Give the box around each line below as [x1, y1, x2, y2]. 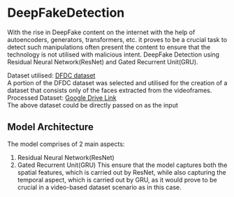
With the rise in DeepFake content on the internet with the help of [7, 28, 196, 36]
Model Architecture [7, 121, 94, 133]
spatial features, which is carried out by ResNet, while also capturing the [17, 168, 226, 176]
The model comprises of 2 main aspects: [7, 140, 125, 148]
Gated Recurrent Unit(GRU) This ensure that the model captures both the [17, 161, 228, 169]
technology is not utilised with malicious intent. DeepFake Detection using [7, 50, 220, 59]
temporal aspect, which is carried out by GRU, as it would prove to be [17, 175, 218, 184]
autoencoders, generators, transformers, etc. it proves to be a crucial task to [7, 35, 228, 43]
